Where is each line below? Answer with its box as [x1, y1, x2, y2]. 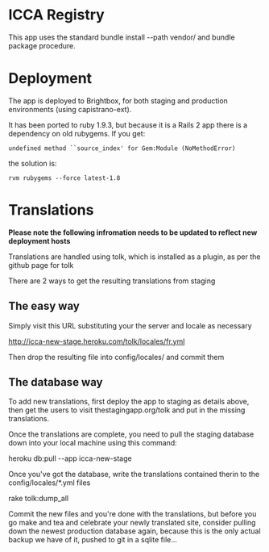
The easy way [8, 299, 81, 313]
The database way [8, 375, 103, 389]
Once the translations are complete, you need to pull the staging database [8, 429, 255, 439]
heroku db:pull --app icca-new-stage [8, 454, 132, 463]
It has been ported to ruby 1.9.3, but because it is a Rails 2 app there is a [8, 119, 248, 130]
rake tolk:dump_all [8, 494, 69, 504]
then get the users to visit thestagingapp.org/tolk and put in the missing [8, 405, 246, 415]
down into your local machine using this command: [8, 438, 177, 448]
